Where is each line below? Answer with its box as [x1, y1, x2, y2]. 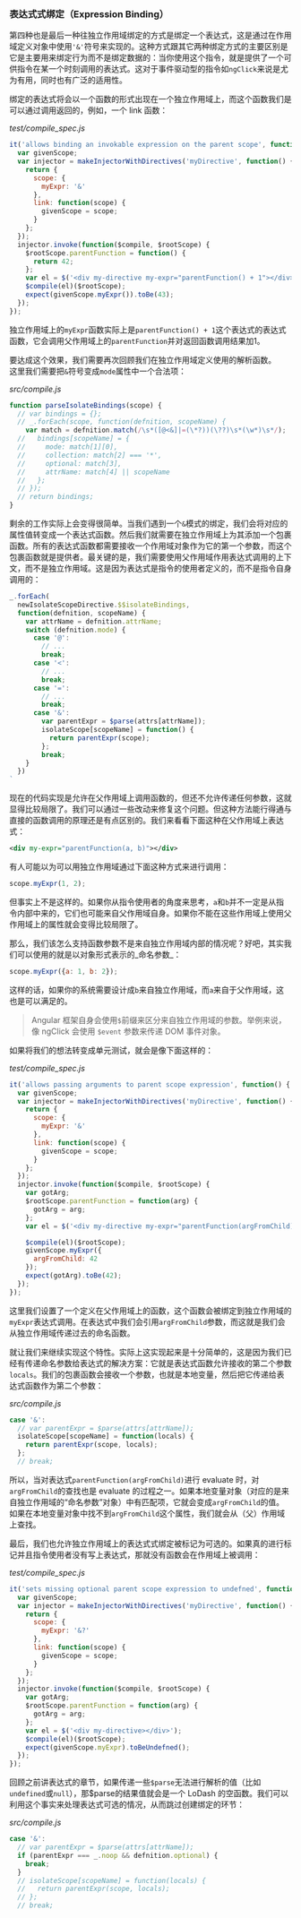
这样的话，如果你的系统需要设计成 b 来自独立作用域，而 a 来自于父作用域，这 [9, 984, 285, 995]
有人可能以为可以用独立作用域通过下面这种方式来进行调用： [9, 862, 229, 873]
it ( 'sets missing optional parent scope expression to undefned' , [9, 1584, 262, 1594]
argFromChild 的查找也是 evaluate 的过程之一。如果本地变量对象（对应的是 [9, 1485, 282, 1496]
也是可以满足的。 [9, 995, 73, 1006]
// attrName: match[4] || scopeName [17, 468, 170, 477]
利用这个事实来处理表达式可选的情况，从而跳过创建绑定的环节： [9, 1799, 245, 1810]
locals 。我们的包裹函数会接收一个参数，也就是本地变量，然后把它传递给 [9, 1369, 277, 1380]
